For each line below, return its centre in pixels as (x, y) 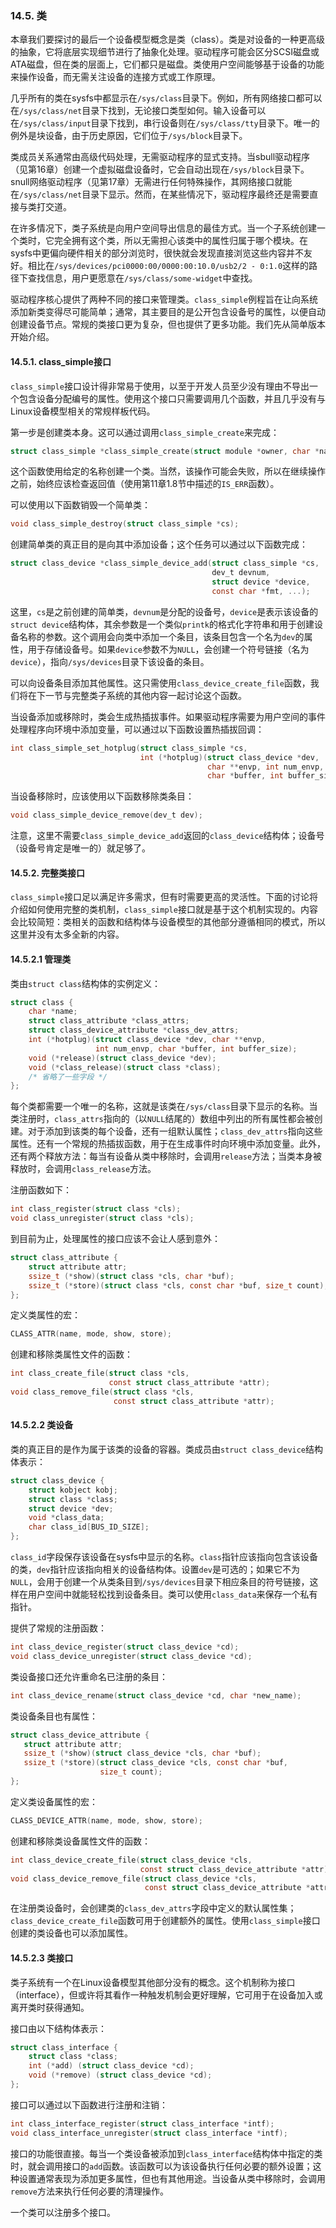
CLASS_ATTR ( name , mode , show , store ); (91, 1334)
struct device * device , (261, 582)
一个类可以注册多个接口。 (63, 2212)
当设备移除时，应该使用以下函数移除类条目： (102, 796)
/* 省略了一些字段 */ (68, 1077)
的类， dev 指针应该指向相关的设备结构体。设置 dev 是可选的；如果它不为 (155, 1569)
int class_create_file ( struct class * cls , (100, 1373)
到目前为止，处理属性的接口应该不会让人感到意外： (115, 1239)
